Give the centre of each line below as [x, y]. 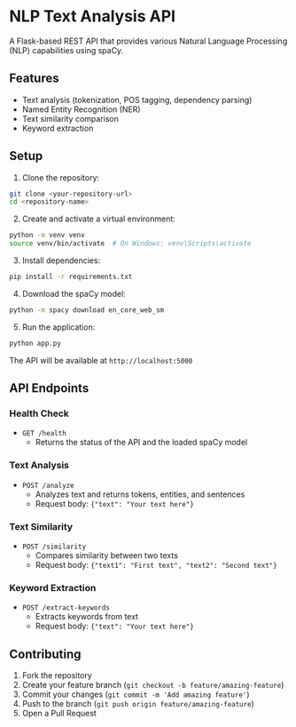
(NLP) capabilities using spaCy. [66, 50]
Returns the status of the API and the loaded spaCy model [141, 443]
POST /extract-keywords [66, 608]
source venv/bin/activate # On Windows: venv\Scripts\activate [130, 244]
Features [34, 79]
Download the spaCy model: [74, 293]
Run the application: [58, 327]
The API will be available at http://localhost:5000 [101, 360]
